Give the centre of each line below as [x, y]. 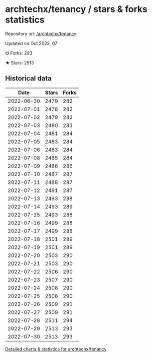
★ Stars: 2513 [19, 62]
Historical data [28, 78]
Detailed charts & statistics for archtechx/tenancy [56, 349]
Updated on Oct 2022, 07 [31, 43]
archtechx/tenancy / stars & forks [76, 9]
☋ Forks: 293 [19, 53]
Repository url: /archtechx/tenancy [41, 33]
